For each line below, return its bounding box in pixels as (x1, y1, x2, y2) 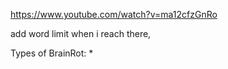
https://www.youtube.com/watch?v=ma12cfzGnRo (10, 9, 218, 20)
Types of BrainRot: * (10, 47, 94, 59)
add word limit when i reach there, (10, 28, 152, 39)
